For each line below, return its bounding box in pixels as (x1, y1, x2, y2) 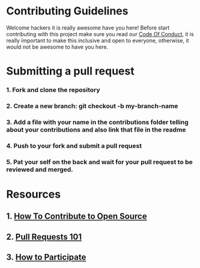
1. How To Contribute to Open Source (6, 212, 147, 222)
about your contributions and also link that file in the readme (6, 125, 186, 133)
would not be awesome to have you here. (6, 43, 109, 50)
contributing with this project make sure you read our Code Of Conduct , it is (6, 30, 194, 37)
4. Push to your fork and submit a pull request (6, 141, 142, 150)
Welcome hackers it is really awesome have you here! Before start (6, 24, 170, 31)
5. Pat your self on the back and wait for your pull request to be (6, 157, 193, 166)
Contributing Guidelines (6, 4, 129, 18)
